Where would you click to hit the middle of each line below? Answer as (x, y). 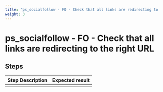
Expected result (71, 80)
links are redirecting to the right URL (80, 48)
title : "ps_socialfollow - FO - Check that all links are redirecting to (82, 9)
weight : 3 (15, 14)
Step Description (28, 80)
